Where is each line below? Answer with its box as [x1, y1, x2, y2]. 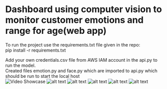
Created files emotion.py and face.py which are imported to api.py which [5, 67, 158, 74]
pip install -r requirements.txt [5, 47, 66, 53]
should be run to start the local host [5, 73, 80, 79]
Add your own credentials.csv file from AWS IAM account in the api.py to [5, 57, 158, 63]
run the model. [5, 62, 36, 68]
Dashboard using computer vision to [5, 4, 162, 15]
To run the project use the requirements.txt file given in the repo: [5, 41, 141, 48]
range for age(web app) [5, 25, 107, 36]
